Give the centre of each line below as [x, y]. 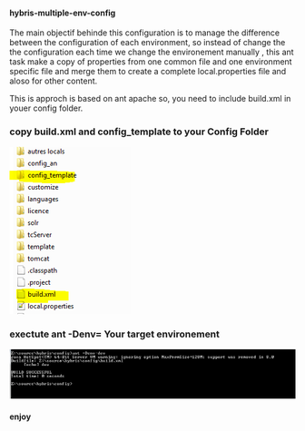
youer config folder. [46, 108]
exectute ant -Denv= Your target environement [115, 334]
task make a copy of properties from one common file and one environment [151, 62]
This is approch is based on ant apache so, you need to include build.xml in [150, 99]
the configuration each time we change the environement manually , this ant [152, 52]
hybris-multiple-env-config [63, 13]
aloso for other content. [54, 81]
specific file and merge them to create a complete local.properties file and [148, 72]
